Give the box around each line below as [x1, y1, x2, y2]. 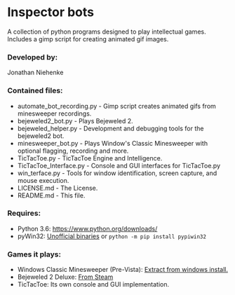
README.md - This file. [17, 191, 86, 200]
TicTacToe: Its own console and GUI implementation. [17, 280, 170, 289]
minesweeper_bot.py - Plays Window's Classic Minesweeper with [17, 139, 208, 147]
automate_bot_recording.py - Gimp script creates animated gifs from [17, 102, 216, 110]
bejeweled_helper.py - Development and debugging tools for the [17, 124, 204, 132]
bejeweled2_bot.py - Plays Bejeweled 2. [17, 116, 133, 125]
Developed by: [7, 52, 58, 62]
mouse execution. [17, 176, 69, 184]
